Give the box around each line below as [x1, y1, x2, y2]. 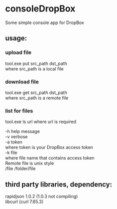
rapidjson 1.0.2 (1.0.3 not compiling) [5, 193, 78, 199]
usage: [5, 34, 27, 42]
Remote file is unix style [5, 160, 54, 166]
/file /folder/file [5, 165, 36, 171]
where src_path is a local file [5, 65, 64, 71]
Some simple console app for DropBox [5, 19, 85, 25]
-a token [5, 139, 22, 145]
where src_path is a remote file [5, 94, 69, 100]
